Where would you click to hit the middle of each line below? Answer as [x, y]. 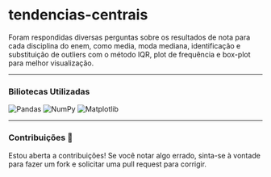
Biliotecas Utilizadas [49, 91]
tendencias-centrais [78, 15]
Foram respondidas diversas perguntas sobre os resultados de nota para [129, 37]
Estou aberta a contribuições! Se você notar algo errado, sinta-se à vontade [134, 155]
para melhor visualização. [51, 63]
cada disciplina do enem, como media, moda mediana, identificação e [125, 45]
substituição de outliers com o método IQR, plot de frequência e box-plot [130, 54]
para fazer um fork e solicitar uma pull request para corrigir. [108, 164]
